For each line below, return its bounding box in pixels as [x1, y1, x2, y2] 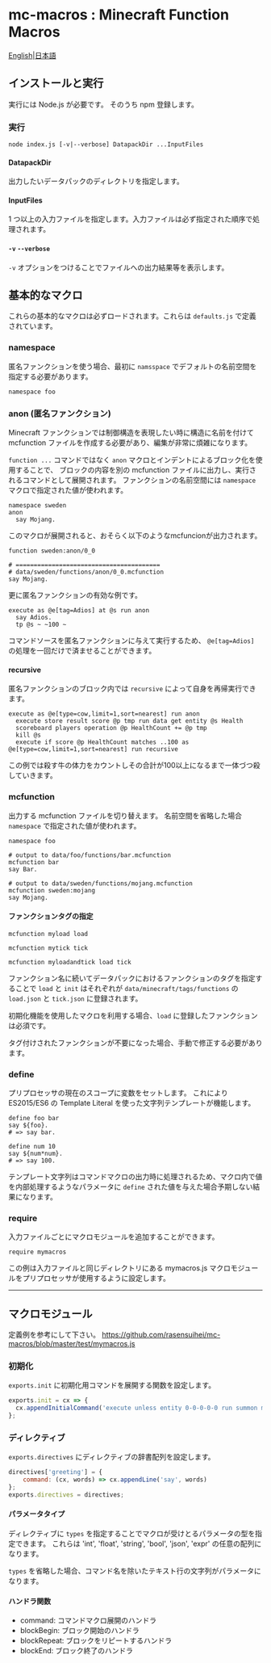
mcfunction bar [8, 858, 60, 866]
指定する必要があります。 [8, 372, 93, 381]
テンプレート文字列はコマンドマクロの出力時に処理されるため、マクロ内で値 [8, 1172, 263, 1182]
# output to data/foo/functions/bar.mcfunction [8, 850, 172, 859]
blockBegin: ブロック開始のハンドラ [19, 1626, 140, 1636]
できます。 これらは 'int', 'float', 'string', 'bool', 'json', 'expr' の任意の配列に [15, 1539, 262, 1548]
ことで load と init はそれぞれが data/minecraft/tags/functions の [15, 983, 240, 993]
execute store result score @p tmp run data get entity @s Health [15, 717, 244, 725]
